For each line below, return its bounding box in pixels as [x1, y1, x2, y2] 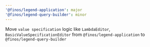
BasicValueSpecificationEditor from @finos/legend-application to [5, 31, 145, 37]
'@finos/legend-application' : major [5, 7, 82, 13]
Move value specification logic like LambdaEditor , [5, 26, 111, 32]
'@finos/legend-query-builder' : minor [5, 12, 87, 17]
